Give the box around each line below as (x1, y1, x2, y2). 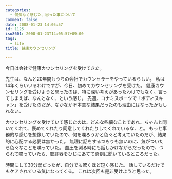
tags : (5, 36, 17, 42)
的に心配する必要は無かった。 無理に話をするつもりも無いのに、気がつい (5, 138, 159, 144)
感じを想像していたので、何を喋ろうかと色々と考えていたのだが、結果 (18, 131, 167, 137)
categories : (5, 7, 31, 13)
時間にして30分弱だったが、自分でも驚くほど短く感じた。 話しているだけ (5, 162, 161, 168)
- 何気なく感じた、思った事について (10, 12, 76, 17)
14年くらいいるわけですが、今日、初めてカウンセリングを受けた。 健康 (5, 82, 156, 88)
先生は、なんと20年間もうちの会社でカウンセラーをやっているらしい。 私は (5, 75, 165, 82)
